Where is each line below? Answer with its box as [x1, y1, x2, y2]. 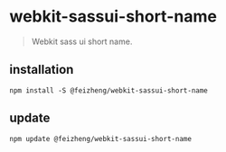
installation [9, 62, 74, 77]
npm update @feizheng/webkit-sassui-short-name [9, 134, 193, 143]
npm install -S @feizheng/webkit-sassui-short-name [9, 85, 208, 95]
